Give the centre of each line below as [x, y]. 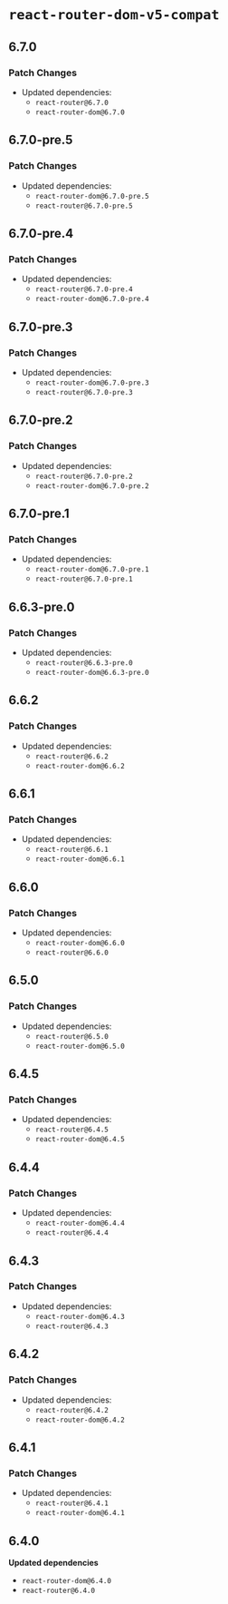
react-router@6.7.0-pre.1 [84, 579]
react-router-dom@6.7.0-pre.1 [92, 570]
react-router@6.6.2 [72, 756]
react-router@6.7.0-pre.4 [84, 289]
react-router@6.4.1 [72, 1503]
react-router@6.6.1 [72, 850]
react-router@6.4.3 [72, 1326]
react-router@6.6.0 [72, 953]
